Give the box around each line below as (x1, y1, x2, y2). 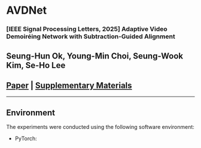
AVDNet (6, 4, 47, 17)
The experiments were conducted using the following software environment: (6, 124, 194, 131)
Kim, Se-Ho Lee (6, 60, 66, 70)
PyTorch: (14, 135, 37, 142)
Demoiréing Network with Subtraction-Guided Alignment (6, 32, 175, 41)
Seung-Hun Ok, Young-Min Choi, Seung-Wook (6, 51, 184, 61)
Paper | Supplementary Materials (6, 80, 133, 90)
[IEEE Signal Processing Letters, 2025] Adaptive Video (6, 25, 167, 33)
